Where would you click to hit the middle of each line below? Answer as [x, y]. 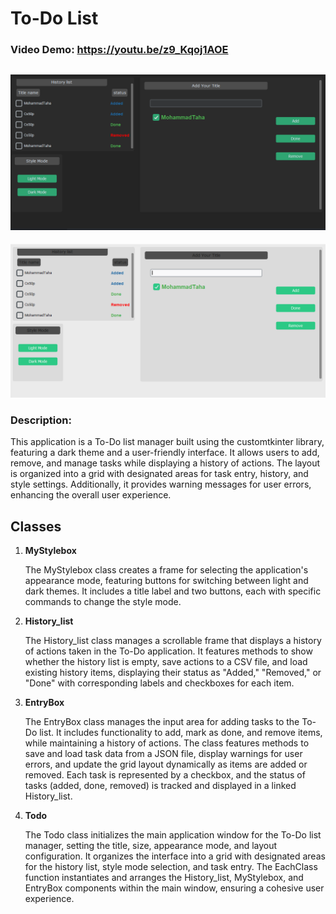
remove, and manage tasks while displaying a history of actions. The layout [165, 463]
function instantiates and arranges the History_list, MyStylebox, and [164, 878]
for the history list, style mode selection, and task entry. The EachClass [171, 867]
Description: [41, 420]
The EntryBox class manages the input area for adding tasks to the [162, 722]
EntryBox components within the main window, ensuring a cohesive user [174, 888]
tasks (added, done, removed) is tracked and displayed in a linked [160, 786]
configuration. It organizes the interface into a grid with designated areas [175, 856]
